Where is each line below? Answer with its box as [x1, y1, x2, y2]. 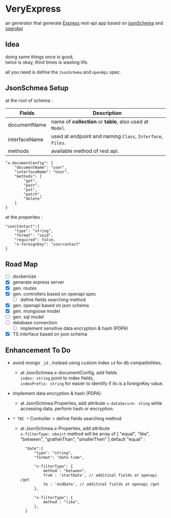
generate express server [12, 279, 65, 286]
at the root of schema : [5, 97, 53, 103]
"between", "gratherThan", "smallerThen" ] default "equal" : [20, 436, 145, 442]
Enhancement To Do [5, 346, 71, 355]
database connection [12, 319, 58, 325]
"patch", [23, 192, 42, 197]
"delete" [23, 196, 42, 201]
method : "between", [43, 468, 87, 473]
